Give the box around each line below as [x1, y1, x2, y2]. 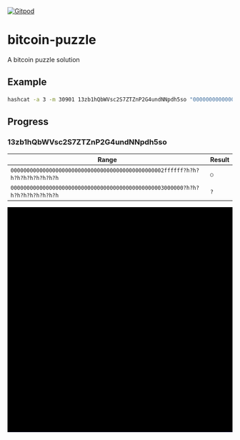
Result [209, 155, 230, 164]
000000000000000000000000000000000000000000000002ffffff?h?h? [10, 167, 200, 174]
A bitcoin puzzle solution [7, 55, 80, 64]
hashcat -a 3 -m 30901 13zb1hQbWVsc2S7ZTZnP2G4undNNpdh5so [7, 96, 187, 103]
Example [7, 76, 47, 89]
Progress [7, 116, 49, 128]
